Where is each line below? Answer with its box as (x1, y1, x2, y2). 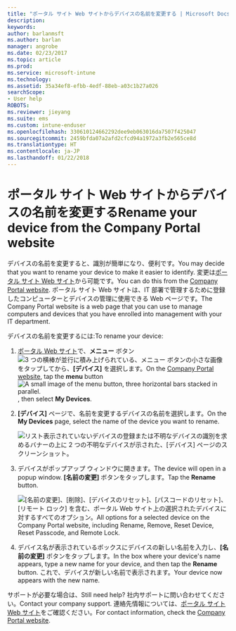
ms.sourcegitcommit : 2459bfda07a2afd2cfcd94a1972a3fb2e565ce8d (7, 135, 197, 142)
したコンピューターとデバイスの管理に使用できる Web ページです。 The (7, 294, 213, 303)
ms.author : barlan (7, 37, 61, 44)
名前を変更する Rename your (32, 205, 197, 220)
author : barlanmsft (7, 30, 65, 37)
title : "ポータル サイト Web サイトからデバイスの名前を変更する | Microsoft (7, 10, 215, 18)
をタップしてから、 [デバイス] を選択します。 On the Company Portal (17, 364, 214, 373)
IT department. (7, 317, 51, 325)
